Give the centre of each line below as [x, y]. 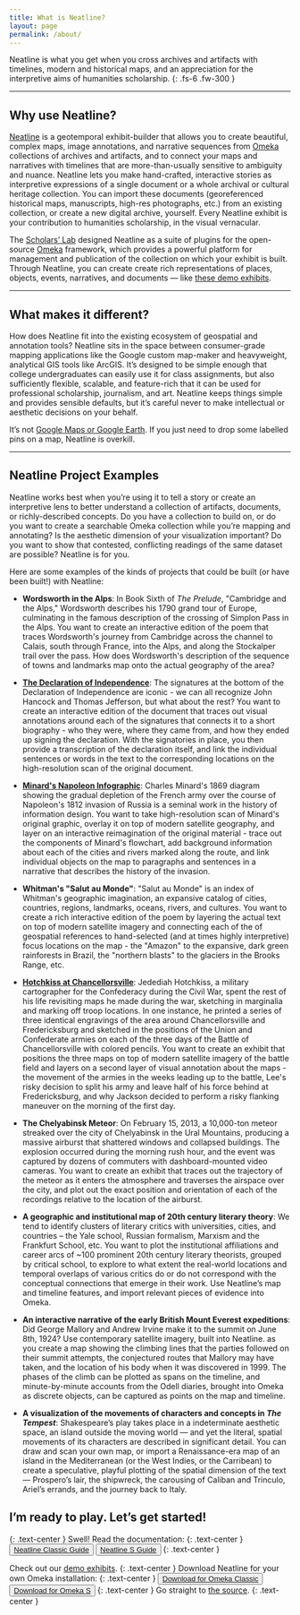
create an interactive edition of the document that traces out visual [145, 711]
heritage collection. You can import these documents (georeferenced [136, 194]
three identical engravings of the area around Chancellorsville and [144, 1020]
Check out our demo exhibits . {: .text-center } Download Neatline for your [144, 1568]
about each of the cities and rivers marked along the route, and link [146, 852]
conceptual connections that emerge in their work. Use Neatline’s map [151, 1283]
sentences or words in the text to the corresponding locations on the [148, 759]
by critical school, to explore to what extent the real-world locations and [154, 1264]
